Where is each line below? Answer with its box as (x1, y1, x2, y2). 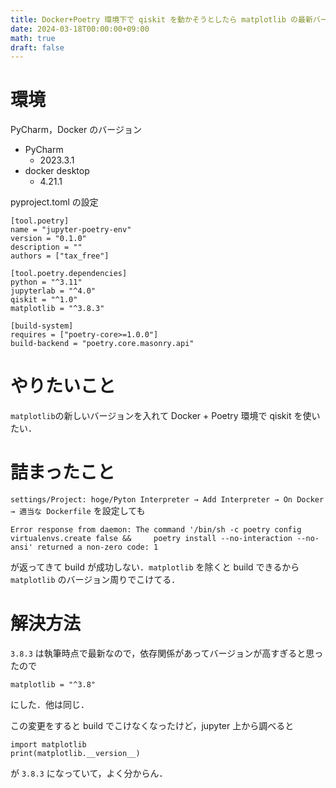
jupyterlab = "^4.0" (10, 286, 97, 296)
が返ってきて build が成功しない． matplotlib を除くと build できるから (10, 561, 300, 573)
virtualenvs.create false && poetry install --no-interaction (10, 534, 293, 544)
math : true (10, 33, 56, 43)
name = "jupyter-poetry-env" (10, 225, 132, 235)
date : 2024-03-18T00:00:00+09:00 (10, 24, 150, 34)
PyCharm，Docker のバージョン (10, 124, 142, 136)
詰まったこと (10, 461, 115, 484)
